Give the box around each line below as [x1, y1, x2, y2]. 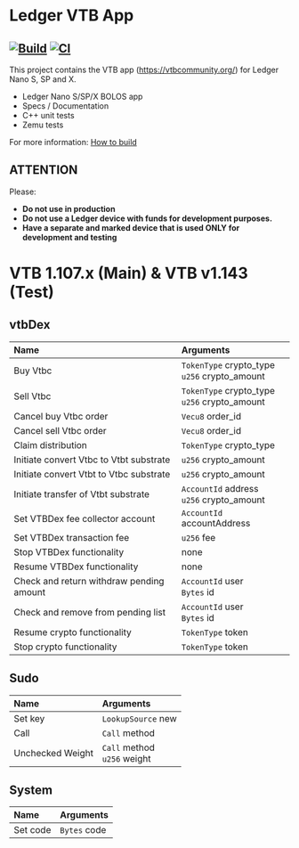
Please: [9, 186, 37, 197]
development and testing [21, 232, 117, 242]
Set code [13, 824, 52, 836]
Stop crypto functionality [13, 640, 117, 653]
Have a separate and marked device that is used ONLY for [21, 222, 240, 232]
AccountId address [181, 482, 259, 494]
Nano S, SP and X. [9, 74, 77, 85]
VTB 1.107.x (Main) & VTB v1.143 [9, 264, 249, 283]
